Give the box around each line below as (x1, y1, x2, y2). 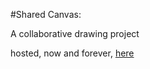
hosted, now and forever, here (10, 47, 135, 59)
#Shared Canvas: (10, 9, 82, 20)
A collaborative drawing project (10, 28, 140, 39)
